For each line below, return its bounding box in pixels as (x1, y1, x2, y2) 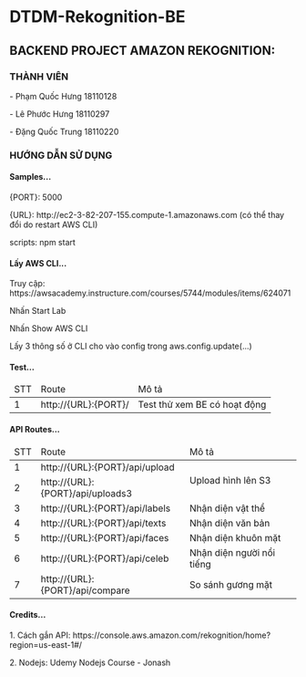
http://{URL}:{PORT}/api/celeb (40, 552, 169, 565)
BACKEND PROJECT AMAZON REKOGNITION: (9, 43, 276, 58)
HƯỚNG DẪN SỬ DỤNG (9, 149, 113, 161)
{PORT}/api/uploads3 (40, 486, 133, 499)
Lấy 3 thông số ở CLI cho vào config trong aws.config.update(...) (9, 340, 252, 352)
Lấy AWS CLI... (9, 257, 67, 268)
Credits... (9, 609, 46, 620)
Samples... (9, 172, 52, 182)
